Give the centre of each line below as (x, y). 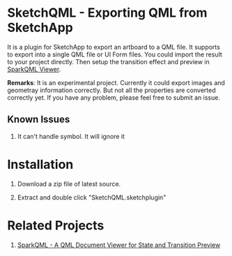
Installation (40, 164)
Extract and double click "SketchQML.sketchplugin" (92, 197)
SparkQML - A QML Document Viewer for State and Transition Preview (119, 245)
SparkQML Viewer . (34, 69)
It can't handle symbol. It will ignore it (71, 136)
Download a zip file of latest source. (69, 183)
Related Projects (56, 225)
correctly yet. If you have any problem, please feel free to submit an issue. (114, 97)
